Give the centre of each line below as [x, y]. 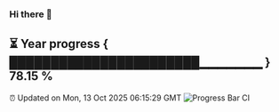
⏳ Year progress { [59, 44]
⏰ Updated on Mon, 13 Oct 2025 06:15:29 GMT [96, 98]
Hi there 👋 [31, 14]
